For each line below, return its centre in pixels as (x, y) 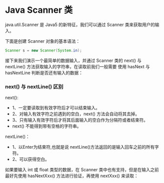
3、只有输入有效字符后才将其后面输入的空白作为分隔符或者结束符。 (80, 120)
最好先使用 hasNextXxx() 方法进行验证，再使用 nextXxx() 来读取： (72, 176)
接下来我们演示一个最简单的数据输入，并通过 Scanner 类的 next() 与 (73, 60)
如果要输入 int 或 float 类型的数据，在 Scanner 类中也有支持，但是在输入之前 (82, 170)
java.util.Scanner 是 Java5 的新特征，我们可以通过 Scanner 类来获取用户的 (80, 25)
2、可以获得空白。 (31, 159)
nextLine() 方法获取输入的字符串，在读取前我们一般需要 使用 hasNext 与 (78, 66)
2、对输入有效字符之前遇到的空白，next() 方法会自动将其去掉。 (76, 114)
